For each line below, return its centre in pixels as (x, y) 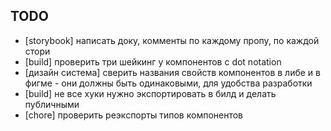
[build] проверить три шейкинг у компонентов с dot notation (153, 61)
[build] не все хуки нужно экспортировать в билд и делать (150, 93)
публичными (52, 104)
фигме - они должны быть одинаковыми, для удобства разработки (168, 83)
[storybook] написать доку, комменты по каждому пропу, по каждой (172, 40)
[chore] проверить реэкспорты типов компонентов (134, 115)
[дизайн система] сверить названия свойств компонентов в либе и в (172, 72)
